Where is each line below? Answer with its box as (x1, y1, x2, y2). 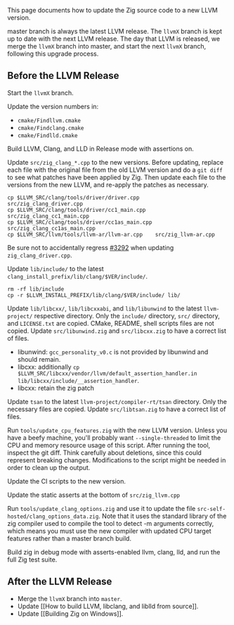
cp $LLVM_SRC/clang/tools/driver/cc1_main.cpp (7, 206, 146, 213)
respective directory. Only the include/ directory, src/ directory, (34, 311, 220, 320)
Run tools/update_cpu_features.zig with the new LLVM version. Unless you (7, 426, 228, 434)
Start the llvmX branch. (7, 88, 74, 97)
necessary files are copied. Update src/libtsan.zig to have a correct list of (7, 405, 226, 413)
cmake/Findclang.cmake (17, 125, 84, 132)
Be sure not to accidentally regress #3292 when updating (7, 243, 174, 252)
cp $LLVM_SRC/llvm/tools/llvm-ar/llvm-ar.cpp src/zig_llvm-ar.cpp (7, 231, 216, 238)
